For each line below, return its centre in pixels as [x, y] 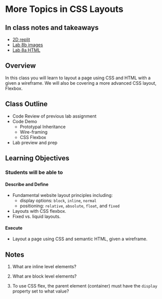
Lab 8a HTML [26, 50]
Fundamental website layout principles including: [63, 195]
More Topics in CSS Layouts [64, 9]
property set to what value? [41, 291]
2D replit [21, 39]
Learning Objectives [37, 158]
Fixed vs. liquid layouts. [36, 217]
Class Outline [26, 104]
